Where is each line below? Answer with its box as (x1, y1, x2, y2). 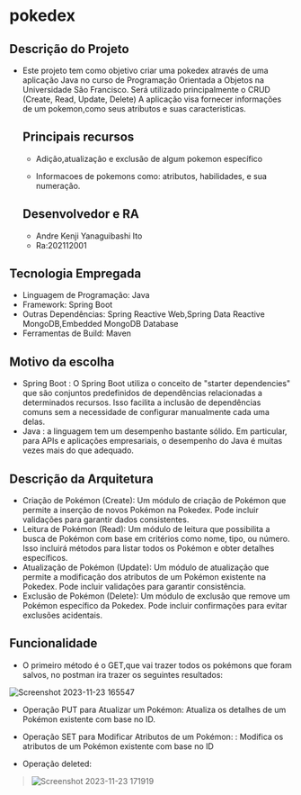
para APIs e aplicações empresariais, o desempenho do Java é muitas (22, 436, 283, 447)
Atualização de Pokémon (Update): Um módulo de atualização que (22, 562, 270, 573)
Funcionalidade (9, 636, 98, 651)
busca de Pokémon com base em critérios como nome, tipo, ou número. (22, 533, 290, 545)
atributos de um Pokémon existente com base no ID (22, 740, 214, 752)
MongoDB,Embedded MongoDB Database (22, 319, 179, 330)
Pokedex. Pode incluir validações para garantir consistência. (22, 582, 246, 592)
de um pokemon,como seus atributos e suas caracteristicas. (22, 104, 247, 113)
